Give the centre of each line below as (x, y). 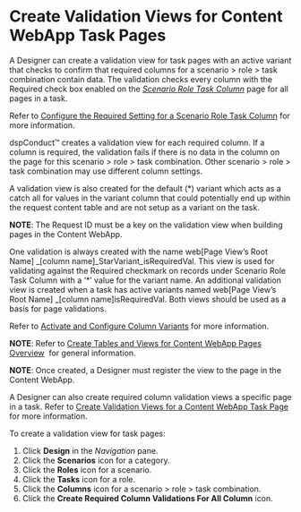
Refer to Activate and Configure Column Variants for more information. (139, 326)
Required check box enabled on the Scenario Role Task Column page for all (149, 89)
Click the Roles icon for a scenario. (87, 469)
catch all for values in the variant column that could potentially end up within (150, 198)
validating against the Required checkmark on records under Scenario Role (148, 270)
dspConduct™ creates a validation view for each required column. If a (137, 142)
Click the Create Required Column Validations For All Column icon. (147, 498)
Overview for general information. (73, 353)
